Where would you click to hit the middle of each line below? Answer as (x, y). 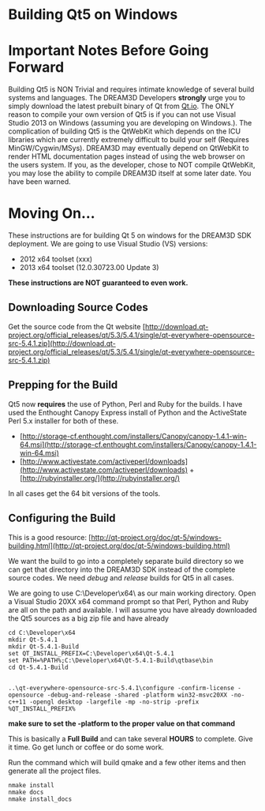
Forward (36, 68)
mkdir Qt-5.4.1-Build (44, 646)
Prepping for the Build (63, 385)
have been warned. (39, 182)
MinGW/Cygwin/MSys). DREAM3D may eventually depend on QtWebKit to (129, 148)
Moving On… (52, 214)
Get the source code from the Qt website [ (77, 326)
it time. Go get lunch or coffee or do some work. (86, 747)
